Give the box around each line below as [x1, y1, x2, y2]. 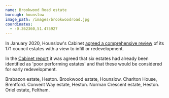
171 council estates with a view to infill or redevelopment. [5, 46, 124, 52]
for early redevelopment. [5, 67, 57, 73]
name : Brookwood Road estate [5, 7, 67, 13]
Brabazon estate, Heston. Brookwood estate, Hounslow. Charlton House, [5, 76, 157, 82]
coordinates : [5, 21, 33, 27]
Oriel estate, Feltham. [5, 87, 50, 93]
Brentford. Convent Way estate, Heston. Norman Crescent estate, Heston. [5, 82, 160, 88]
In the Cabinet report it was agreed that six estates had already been [5, 55, 149, 61]
